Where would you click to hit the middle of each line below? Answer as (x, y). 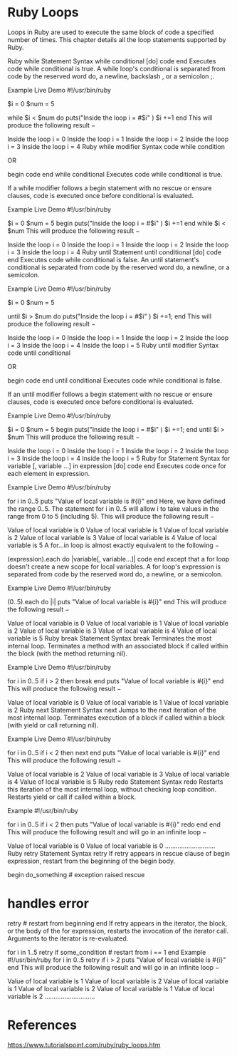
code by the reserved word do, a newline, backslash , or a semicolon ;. (111, 76)
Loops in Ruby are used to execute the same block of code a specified (111, 32)
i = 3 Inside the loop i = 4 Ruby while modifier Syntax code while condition (116, 146)
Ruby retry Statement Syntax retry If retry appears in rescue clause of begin (118, 853)
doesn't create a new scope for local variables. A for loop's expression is (114, 566)
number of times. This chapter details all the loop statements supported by (117, 39)
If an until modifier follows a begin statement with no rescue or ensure (110, 394)
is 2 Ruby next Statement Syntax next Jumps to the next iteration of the (112, 710)
